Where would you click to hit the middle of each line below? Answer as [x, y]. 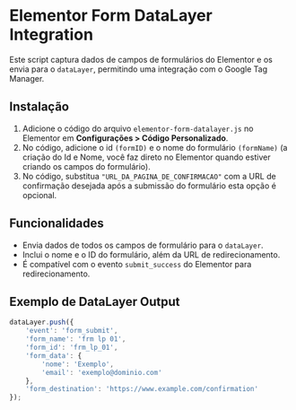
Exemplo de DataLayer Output [95, 301]
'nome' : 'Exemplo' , [78, 364]
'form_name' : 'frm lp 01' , [76, 339]
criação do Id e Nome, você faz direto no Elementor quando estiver [146, 157]
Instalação [39, 107]
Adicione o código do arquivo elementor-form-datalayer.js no [138, 128]
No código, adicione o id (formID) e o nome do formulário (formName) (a [155, 147]
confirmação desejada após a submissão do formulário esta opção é [149, 186]
